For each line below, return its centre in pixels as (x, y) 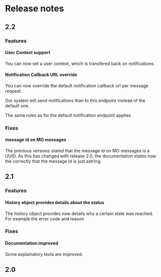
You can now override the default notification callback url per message (77, 86)
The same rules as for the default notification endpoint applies (68, 115)
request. (13, 91)
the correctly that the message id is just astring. (53, 161)
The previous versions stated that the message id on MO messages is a (77, 151)
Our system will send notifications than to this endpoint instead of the (75, 100)
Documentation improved (32, 243)
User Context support (28, 53)
